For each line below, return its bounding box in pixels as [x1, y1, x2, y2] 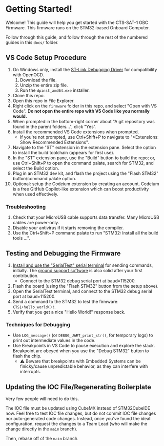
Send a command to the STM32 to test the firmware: [12, 298, 119, 304]
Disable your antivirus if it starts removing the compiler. [12, 225, 124, 231]
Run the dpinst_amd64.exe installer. [20, 87, 90, 93]
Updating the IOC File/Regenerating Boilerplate [5, 382, 152, 391]
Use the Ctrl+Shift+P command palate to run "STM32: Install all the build [12, 230, 159, 236]
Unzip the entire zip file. [20, 82, 68, 88]
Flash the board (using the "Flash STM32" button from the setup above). [12, 283, 159, 289]
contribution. [12, 273, 39, 278]
